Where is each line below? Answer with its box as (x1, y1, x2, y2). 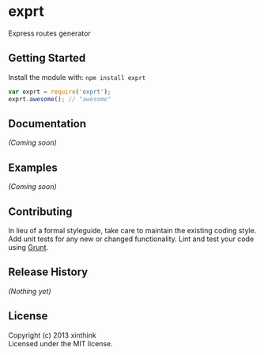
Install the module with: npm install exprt (8, 72, 146, 81)
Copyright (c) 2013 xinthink (8, 330, 96, 340)
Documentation (8, 117, 87, 130)
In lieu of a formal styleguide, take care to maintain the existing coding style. (8, 225, 257, 235)
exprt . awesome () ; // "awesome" (8, 95, 111, 103)
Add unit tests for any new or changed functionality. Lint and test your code (8, 234, 255, 244)
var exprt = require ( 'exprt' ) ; (8, 88, 111, 96)
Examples (8, 161, 58, 174)
